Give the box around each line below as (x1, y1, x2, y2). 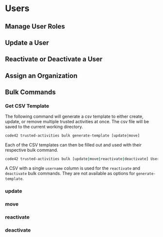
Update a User (5, 38, 49, 47)
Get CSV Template (5, 103, 49, 110)
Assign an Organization (5, 71, 78, 80)
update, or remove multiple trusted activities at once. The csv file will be (5, 119, 149, 125)
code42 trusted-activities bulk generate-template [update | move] (5, 133, 140, 138)
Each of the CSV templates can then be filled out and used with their (5, 142, 142, 148)
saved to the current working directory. (5, 124, 83, 130)
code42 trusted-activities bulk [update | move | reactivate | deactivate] (5, 157, 149, 161)
